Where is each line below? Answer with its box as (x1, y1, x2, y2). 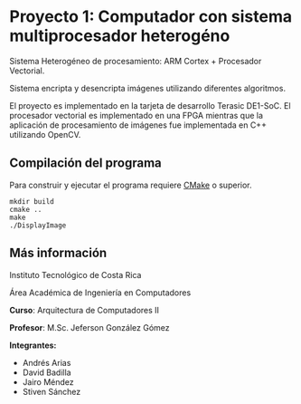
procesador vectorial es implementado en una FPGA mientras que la (9, 110, 264, 120)
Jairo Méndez (22, 376, 74, 387)
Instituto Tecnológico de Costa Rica (9, 269, 142, 280)
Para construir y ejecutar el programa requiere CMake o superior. (9, 179, 252, 190)
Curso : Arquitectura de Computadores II (9, 304, 160, 315)
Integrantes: (9, 340, 57, 351)
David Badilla (22, 367, 71, 378)
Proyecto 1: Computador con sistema (9, 6, 293, 27)
